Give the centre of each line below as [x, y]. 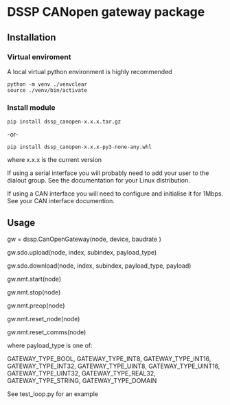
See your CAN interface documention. [61, 201]
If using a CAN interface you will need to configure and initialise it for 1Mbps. [115, 194]
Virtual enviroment [39, 57]
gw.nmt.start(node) [34, 279]
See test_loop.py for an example [53, 394]
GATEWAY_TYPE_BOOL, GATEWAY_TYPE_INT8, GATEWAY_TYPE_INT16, [109, 358]
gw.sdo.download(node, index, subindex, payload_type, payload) [99, 266]
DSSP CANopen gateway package [106, 12]
